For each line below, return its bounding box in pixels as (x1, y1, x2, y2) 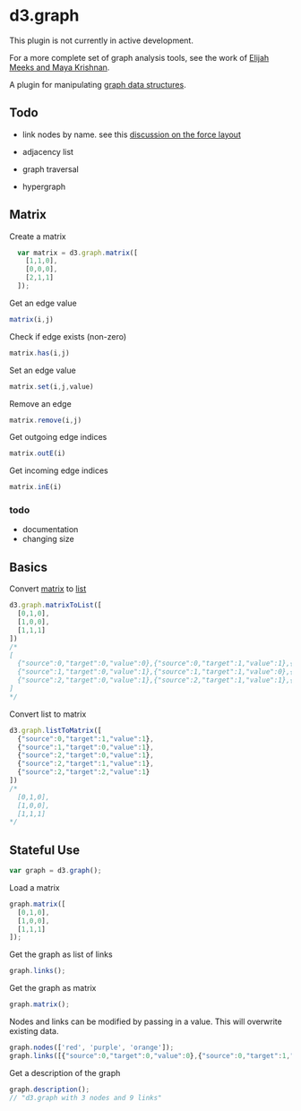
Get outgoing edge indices (9, 432, 107, 443)
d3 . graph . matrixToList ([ (9, 601, 102, 610)
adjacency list (21, 146, 74, 157)
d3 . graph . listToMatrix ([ (9, 726, 102, 735)
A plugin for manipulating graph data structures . (9, 79, 186, 90)
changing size (21, 534, 74, 545)
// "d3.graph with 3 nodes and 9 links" (9, 1093, 163, 1102)
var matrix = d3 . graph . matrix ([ (17, 248, 139, 257)
